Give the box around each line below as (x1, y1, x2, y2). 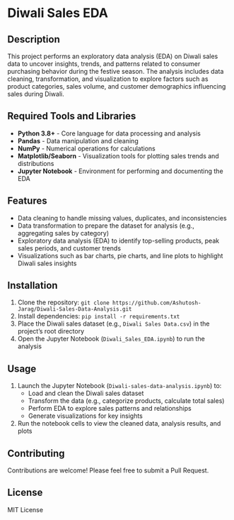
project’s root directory (17, 327, 85, 336)
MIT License (7, 505, 44, 514)
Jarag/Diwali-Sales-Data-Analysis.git (17, 306, 132, 313)
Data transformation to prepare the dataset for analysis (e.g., (17, 221, 194, 230)
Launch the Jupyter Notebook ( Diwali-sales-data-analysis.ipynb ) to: (17, 382, 222, 390)
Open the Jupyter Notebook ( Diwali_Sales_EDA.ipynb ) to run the (17, 335, 205, 343)
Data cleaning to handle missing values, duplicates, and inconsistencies (17, 214, 228, 222)
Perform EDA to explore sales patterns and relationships (28, 404, 192, 413)
